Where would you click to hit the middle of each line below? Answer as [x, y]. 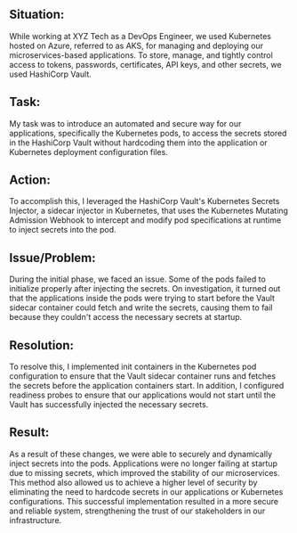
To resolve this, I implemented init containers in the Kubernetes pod [133, 367]
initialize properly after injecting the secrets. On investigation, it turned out [145, 289]
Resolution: [41, 345]
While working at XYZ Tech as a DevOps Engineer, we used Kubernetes [140, 36]
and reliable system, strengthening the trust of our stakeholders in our [137, 511]
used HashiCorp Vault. [50, 74]
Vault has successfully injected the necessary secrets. [109, 405]
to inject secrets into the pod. [63, 230]
